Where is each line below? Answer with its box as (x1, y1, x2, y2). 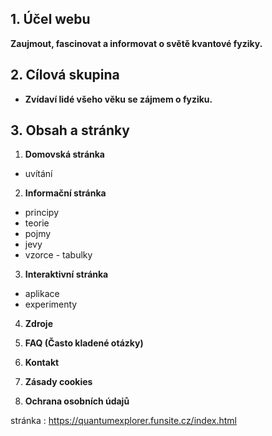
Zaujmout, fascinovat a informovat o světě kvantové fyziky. (10, 37, 263, 49)
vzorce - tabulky (24, 249, 93, 261)
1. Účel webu (10, 11, 91, 28)
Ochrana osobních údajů (24, 395, 130, 407)
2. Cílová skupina (10, 67, 120, 84)
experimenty (24, 298, 78, 311)
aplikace (24, 288, 60, 300)
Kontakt (24, 357, 60, 369)
